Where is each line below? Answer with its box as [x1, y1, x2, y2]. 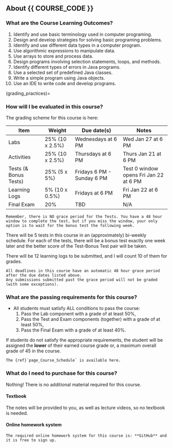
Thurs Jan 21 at [123, 150, 161, 157]
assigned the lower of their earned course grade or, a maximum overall [6, 342, 157, 348]
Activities [8, 153, 31, 161]
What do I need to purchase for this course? [6, 369, 118, 377]
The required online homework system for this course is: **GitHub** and [6, 433, 167, 438]
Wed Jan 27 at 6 [123, 135, 163, 143]
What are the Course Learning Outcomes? [6, 20, 113, 27]
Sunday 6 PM [74, 174, 107, 182]
